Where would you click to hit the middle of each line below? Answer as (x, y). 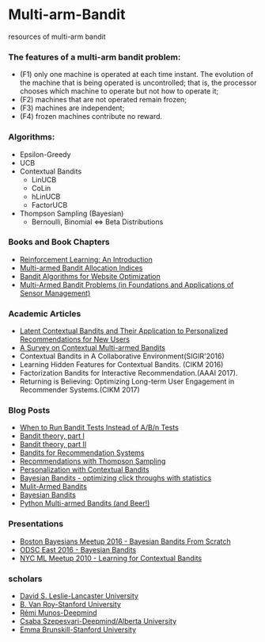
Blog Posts (29, 411)
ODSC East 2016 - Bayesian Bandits (78, 549)
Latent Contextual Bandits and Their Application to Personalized (124, 331)
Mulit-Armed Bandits (53, 487)
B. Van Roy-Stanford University (70, 605)
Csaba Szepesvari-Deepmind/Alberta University (98, 621)
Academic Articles (45, 313)
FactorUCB (49, 204)
